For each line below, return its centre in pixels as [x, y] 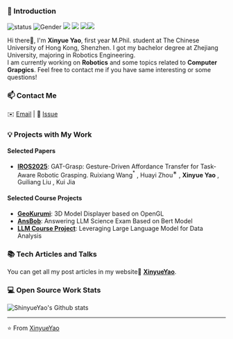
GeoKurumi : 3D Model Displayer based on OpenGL [90, 214]
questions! [22, 77]
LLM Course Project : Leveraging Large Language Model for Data [110, 228]
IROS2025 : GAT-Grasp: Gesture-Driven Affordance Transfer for [108, 166]
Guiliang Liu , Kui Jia [46, 182]
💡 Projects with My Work [50, 134]
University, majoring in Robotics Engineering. [71, 55]
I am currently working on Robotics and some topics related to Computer [112, 62]
